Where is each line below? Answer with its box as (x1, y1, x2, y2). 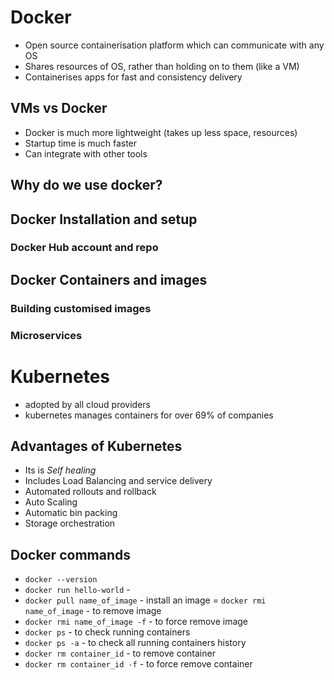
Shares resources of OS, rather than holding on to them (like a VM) (24, 60, 300, 72)
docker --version (24, 575, 98, 585)
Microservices (10, 328, 83, 342)
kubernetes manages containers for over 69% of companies (24, 409, 274, 421)
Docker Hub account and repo (10, 241, 159, 255)
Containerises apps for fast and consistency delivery (24, 71, 243, 83)
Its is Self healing (24, 464, 97, 476)
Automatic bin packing (24, 507, 118, 519)
